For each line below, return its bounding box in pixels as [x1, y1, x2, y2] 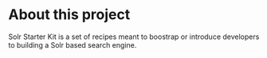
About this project [8, 6, 131, 24]
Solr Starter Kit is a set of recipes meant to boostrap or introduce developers [8, 32, 260, 41]
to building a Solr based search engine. [8, 40, 137, 49]
